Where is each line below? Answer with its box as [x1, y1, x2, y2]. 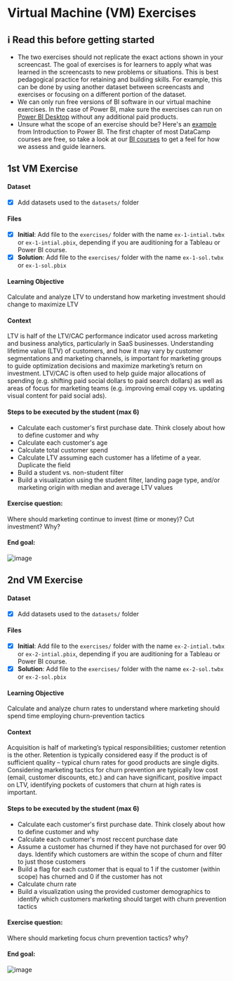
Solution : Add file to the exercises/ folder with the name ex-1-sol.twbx [17, 253, 225, 261]
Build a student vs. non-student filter [17, 468, 124, 476]
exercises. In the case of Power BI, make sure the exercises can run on [17, 105, 222, 113]
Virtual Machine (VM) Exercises [7, 5, 197, 21]
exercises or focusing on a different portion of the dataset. [17, 90, 187, 98]
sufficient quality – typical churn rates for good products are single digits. [7, 758, 220, 767]
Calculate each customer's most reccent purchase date [17, 835, 178, 843]
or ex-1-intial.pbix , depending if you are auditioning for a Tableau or [17, 238, 221, 247]
